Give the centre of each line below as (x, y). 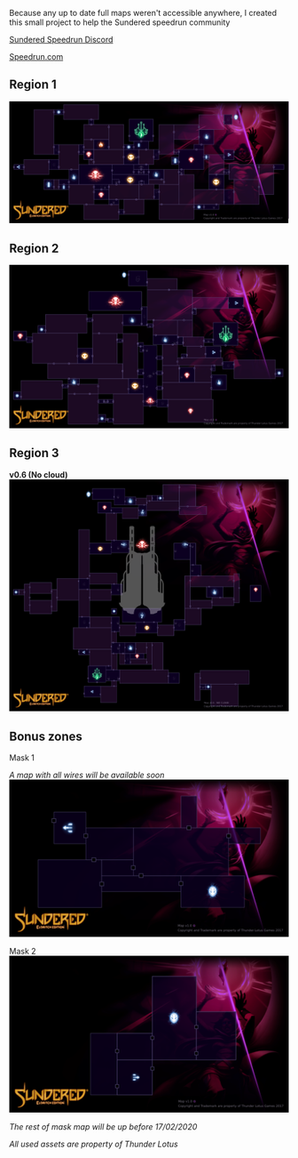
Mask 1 (22, 758)
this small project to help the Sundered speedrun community (120, 22)
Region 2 (34, 248)
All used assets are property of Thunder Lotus (94, 1144)
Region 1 (33, 85)
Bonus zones (46, 736)
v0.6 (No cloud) (39, 474)
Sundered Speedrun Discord (61, 40)
